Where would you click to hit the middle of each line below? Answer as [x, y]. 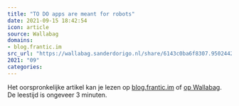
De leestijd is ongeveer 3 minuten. [57, 95]
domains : [20, 41]
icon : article [28, 27]
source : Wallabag [33, 34]
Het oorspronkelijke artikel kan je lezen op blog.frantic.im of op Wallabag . [115, 87]
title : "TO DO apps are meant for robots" [71, 14]
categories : [25, 67]
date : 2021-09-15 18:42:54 [47, 21]
